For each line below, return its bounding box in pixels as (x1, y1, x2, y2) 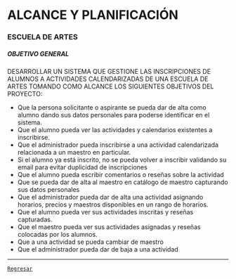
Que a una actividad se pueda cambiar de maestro (17, 238, 164, 246)
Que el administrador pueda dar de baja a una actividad (17, 245, 179, 254)
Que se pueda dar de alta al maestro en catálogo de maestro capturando (17, 178, 228, 186)
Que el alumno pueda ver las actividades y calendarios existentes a (17, 126, 213, 134)
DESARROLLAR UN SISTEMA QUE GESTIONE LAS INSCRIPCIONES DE (7, 67, 211, 76)
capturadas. (17, 215, 53, 224)
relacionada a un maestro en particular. (17, 148, 131, 157)
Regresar (7, 266, 33, 273)
